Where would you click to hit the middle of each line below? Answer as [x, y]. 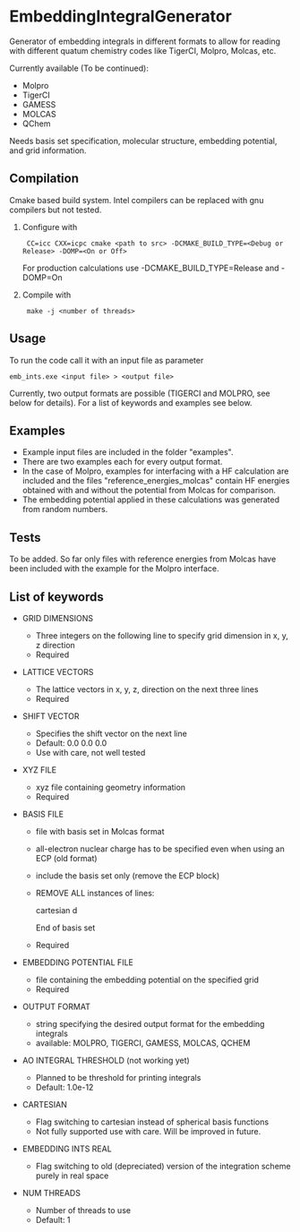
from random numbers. [65, 509]
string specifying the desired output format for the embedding [150, 1024]
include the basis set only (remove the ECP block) [128, 876]
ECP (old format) [66, 858]
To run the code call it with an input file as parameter [107, 360]
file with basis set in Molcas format [100, 831]
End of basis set [65, 928]
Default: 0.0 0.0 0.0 [71, 743]
